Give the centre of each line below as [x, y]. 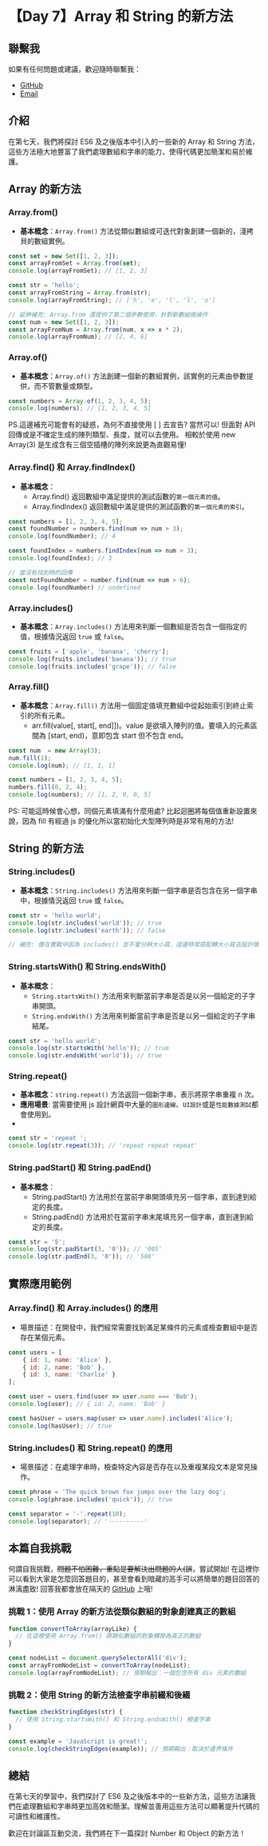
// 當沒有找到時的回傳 [41, 573]
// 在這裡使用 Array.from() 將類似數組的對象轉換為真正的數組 [108, 1636]
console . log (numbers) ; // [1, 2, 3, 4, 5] [80, 409]
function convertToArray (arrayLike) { [73, 1628]
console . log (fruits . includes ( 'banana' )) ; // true [93, 659]
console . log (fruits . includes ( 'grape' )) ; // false [93, 666]
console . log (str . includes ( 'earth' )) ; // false [87, 930]
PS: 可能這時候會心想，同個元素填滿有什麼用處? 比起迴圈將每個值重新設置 [129, 811]
